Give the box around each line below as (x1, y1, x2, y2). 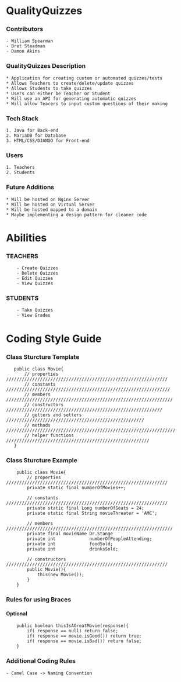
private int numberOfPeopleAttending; (27, 536, 152, 542)
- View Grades (16, 313, 51, 319)
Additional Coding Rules (6, 657, 76, 665)
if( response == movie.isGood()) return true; (27, 633, 142, 639)
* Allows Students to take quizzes (6, 85, 93, 91)
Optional (6, 610, 27, 617)
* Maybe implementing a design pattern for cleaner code (6, 212, 147, 217)
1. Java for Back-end (6, 127, 59, 134)
